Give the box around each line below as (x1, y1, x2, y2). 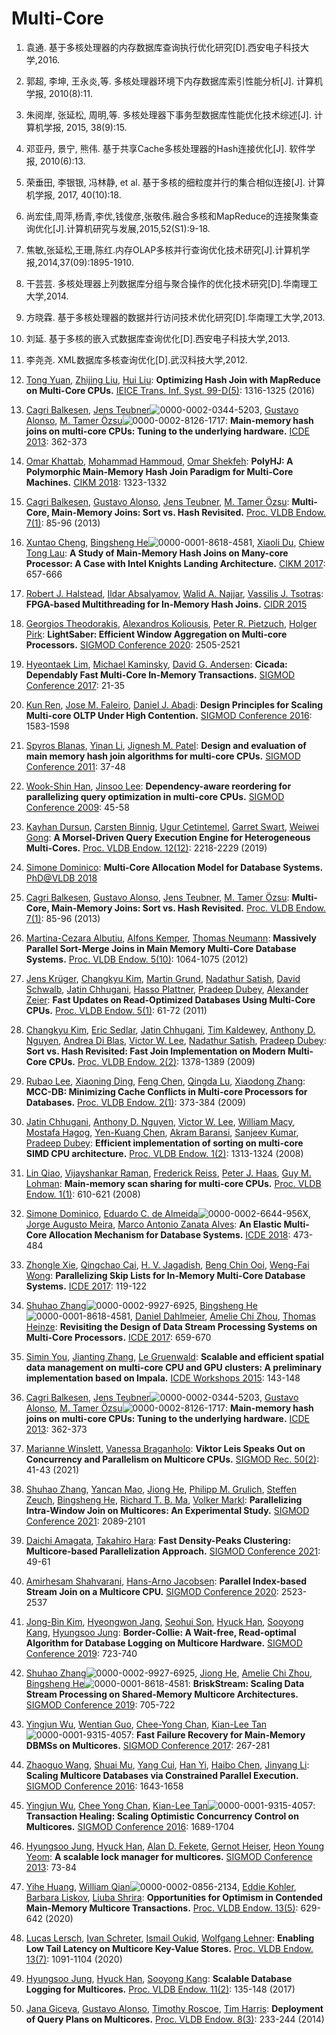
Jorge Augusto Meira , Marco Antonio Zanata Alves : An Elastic (25, 1218, 283, 1230)
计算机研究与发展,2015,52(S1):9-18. (66, 222, 211, 234)
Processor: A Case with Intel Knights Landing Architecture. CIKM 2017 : (25, 557, 326, 569)
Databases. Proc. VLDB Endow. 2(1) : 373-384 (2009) (25, 1096, 247, 1108)
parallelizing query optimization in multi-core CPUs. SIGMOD (25, 790, 285, 802)
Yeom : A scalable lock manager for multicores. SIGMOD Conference (25, 1850, 313, 1862)
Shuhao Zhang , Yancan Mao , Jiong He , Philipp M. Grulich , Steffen (25, 1483, 298, 1495)
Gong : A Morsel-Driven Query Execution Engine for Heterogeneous (25, 831, 311, 843)
